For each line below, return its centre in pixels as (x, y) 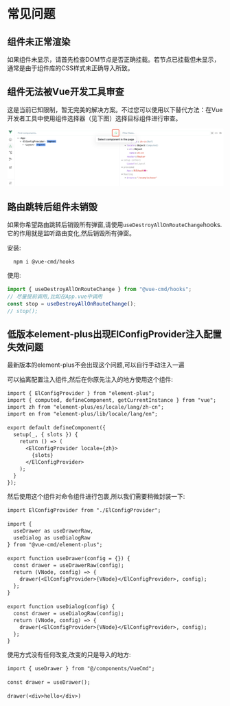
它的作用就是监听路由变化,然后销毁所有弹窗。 (71, 233)
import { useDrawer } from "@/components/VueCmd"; (81, 669)
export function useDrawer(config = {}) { (69, 559)
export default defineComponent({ (57, 428)
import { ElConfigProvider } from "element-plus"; (81, 394)
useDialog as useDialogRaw (52, 538)
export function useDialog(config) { (61, 607)
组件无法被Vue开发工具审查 (66, 92)
